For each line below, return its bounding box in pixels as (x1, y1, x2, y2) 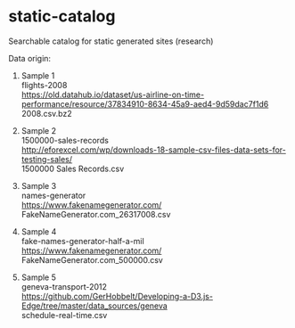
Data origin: (8, 53, 51, 63)
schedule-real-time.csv (20, 309, 108, 320)
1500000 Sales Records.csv (20, 163, 125, 174)
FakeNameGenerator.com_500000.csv (20, 254, 164, 265)
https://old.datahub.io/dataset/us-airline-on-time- (20, 89, 205, 100)
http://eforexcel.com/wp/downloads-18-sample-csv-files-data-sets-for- (20, 144, 286, 155)
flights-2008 (20, 79, 68, 90)
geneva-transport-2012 (20, 281, 108, 291)
